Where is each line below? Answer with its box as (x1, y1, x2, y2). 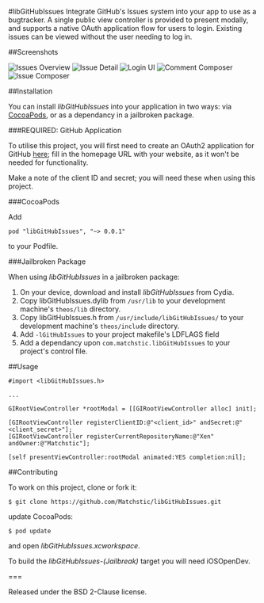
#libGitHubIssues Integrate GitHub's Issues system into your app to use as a (8, 7, 257, 16)
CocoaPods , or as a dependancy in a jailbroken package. (8, 110, 194, 120)
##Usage (8, 362, 39, 371)
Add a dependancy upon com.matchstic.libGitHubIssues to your (19, 338, 231, 347)
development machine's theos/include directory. (19, 321, 180, 330)
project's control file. (19, 346, 88, 356)
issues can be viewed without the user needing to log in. (8, 32, 193, 41)
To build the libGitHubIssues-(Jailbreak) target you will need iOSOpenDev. (8, 556, 251, 566)
